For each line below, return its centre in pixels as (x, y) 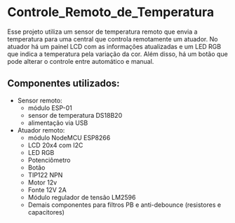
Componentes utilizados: (64, 84)
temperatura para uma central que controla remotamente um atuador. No (113, 39)
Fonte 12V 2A (47, 189)
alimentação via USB (58, 123)
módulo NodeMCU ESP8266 (69, 137)
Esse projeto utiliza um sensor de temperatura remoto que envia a (102, 32)
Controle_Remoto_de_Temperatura (111, 12)
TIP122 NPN (45, 175)
